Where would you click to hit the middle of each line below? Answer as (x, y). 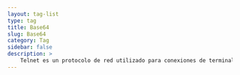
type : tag (22, 21)
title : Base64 (29, 27)
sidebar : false (30, 47)
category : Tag (29, 41)
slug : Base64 (27, 34)
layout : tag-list (33, 14)
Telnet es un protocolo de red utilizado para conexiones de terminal (127, 61)
